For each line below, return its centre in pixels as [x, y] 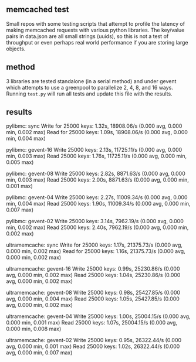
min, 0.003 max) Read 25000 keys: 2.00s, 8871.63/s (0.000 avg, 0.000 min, [97, 180]
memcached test [38, 10]
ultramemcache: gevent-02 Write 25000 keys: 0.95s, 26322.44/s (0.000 [94, 340]
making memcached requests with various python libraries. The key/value [95, 30]
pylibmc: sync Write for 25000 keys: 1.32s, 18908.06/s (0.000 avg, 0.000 [94, 126]
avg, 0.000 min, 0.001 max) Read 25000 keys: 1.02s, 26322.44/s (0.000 [93, 346]
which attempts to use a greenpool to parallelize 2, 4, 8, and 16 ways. [89, 87]
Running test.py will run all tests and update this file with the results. [89, 94]
